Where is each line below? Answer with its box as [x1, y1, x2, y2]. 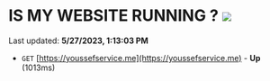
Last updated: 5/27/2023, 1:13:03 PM [8, 35, 149, 46]
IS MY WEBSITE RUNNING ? [8, 5, 220, 26]
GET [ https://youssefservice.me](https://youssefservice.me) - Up [21, 52, 261, 63]
